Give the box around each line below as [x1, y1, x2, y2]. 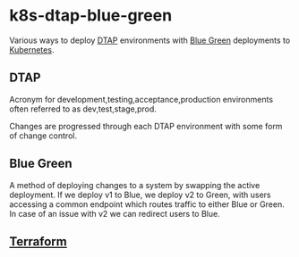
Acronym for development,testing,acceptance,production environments [9, 94, 274, 104]
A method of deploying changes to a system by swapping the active [9, 179, 261, 190]
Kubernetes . [9, 44, 55, 54]
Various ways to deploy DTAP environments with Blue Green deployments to [9, 35, 291, 46]
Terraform [9, 234, 67, 249]
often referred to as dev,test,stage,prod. [9, 104, 157, 114]
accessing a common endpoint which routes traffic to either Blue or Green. [9, 198, 285, 210]
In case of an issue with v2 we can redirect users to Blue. [9, 208, 221, 219]
